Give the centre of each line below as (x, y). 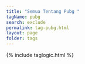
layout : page (22, 33)
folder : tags (22, 38)
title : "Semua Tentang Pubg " (43, 11)
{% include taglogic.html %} (40, 55)
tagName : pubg (23, 17)
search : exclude (26, 22)
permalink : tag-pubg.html (38, 28)
